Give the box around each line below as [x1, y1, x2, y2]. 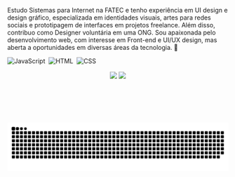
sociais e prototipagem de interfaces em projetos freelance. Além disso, [7, 21, 215, 29]
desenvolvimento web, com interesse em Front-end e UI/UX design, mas [7, 36, 217, 44]
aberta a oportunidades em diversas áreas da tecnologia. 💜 [7, 44, 178, 51]
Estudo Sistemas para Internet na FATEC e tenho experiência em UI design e [7, 6, 228, 14]
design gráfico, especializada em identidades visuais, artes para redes [7, 13, 212, 22]
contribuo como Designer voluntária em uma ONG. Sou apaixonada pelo [7, 28, 216, 37]
